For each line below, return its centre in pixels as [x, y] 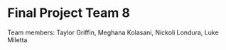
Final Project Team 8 [69, 13]
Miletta [17, 39]
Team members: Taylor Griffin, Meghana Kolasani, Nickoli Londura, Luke [113, 32]
